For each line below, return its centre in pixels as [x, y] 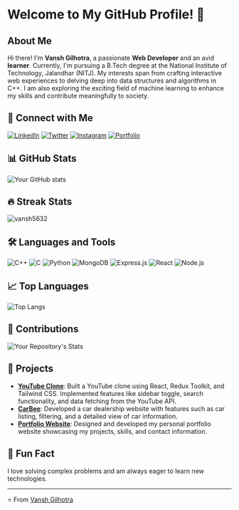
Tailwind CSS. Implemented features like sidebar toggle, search [111, 393]
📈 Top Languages [48, 286]
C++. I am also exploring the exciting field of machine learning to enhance [116, 88]
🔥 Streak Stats [40, 202]
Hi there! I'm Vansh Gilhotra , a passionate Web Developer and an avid [111, 58]
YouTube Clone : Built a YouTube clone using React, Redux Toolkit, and [121, 386]
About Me [30, 41]
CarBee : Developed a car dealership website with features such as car [121, 408]
